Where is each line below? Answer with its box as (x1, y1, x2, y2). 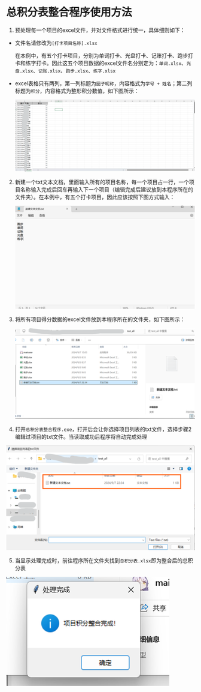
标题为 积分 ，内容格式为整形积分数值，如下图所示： (14, 87, 139, 94)
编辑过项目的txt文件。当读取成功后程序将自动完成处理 (14, 433, 148, 441)
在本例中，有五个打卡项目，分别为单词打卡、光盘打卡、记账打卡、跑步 (14, 52, 188, 59)
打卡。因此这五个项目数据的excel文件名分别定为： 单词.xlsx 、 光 (35, 59, 191, 67)
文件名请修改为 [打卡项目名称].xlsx (14, 39, 98, 46)
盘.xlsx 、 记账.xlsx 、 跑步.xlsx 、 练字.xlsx (14, 67, 116, 74)
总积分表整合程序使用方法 (6, 5, 133, 19)
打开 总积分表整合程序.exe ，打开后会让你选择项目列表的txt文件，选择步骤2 (14, 426, 192, 433)
